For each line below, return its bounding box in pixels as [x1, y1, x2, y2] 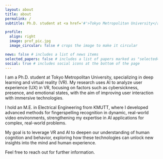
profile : [5, 30, 23, 35]
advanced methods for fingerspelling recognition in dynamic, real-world [5, 110, 149, 116]
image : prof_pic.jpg [9, 39, 51, 44]
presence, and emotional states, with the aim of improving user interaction [5, 90, 154, 96]
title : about [5, 12, 32, 17]
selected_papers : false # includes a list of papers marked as [5, 57, 136, 61]
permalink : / [5, 16, 32, 21]
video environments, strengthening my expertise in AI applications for [5, 115, 144, 121]
